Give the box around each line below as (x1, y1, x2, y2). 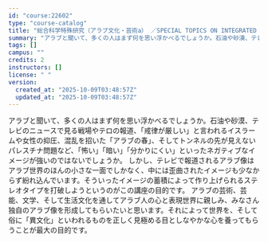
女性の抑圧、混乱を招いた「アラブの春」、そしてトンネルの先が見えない (22, 136, 257, 146)
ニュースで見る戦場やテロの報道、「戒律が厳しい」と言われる (29, 126, 228, 135)
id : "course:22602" (8, 11, 73, 20)
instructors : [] (8, 64, 62, 72)
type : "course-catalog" (8, 19, 88, 27)
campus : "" (8, 49, 45, 57)
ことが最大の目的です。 (14, 225, 92, 235)
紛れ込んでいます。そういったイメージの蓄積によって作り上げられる (22, 176, 245, 185)
